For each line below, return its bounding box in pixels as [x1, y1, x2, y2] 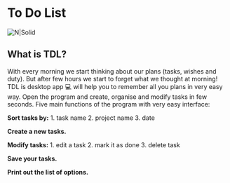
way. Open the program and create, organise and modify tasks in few [7, 93, 208, 101]
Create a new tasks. [7, 127, 67, 135]
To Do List [7, 5, 67, 21]
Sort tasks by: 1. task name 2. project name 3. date [7, 114, 156, 122]
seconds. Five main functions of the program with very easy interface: [7, 100, 210, 108]
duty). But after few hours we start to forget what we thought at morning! [7, 74, 218, 83]
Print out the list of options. [7, 168, 89, 176]
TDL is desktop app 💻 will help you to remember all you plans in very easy [7, 82, 223, 90]
